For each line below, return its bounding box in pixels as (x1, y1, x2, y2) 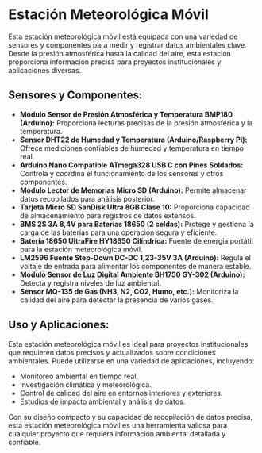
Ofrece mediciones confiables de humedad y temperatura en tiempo (19, 143, 245, 152)
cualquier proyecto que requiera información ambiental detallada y (8, 428, 226, 438)
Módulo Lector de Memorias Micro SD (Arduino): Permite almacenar (19, 185, 247, 195)
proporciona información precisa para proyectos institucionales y (8, 57, 222, 67)
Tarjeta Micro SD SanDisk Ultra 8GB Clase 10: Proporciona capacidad (19, 202, 250, 212)
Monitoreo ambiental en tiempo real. (19, 371, 139, 381)
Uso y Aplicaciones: (8, 318, 110, 332)
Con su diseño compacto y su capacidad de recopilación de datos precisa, (8, 412, 253, 421)
